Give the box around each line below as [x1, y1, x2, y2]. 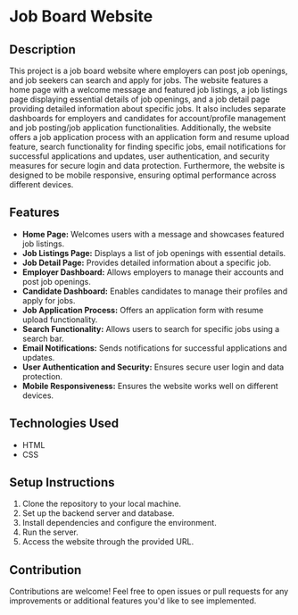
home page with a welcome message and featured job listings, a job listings [9, 85, 288, 95]
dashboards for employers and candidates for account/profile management [9, 113, 286, 123]
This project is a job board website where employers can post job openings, [9, 65, 288, 76]
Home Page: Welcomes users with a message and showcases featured [21, 229, 285, 239]
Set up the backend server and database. [21, 508, 175, 519]
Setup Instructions [9, 475, 115, 490]
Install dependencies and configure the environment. [21, 518, 217, 528]
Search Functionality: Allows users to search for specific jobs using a [21, 323, 280, 334]
